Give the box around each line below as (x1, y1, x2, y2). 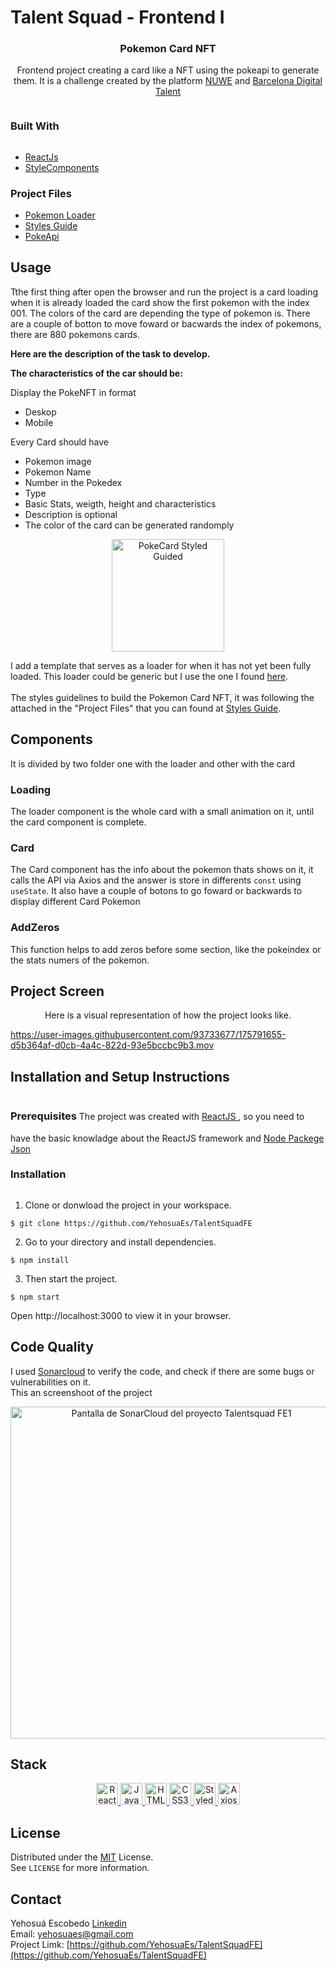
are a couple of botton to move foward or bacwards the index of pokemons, (10, 317, 322, 330)
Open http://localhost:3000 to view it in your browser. (10, 1309, 232, 1321)
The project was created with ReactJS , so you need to (78, 1111, 305, 1123)
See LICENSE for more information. (10, 1862, 150, 1874)
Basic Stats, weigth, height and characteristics (24, 497, 217, 510)
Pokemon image (24, 455, 92, 467)
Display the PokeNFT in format (10, 386, 137, 398)
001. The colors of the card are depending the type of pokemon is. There (10, 307, 311, 319)
